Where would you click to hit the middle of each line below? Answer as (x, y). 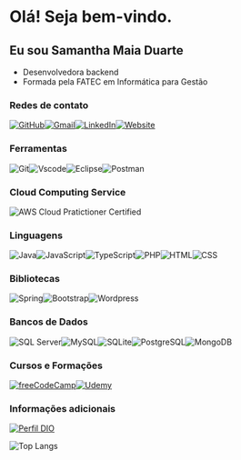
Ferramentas (39, 149)
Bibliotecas (35, 279)
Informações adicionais (63, 409)
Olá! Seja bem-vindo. (91, 17)
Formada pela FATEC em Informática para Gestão (115, 82)
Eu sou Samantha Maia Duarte (96, 50)
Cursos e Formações (56, 365)
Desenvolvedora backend (70, 72)
